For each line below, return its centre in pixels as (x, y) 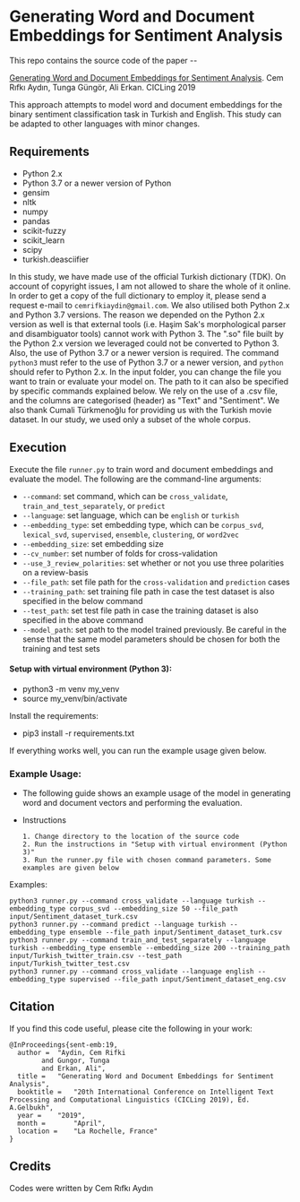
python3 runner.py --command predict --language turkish (118, 925)
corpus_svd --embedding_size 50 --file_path (154, 909)
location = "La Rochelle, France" (88, 1131)
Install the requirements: (54, 715)
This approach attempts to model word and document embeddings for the (146, 104)
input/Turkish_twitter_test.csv (69, 964)
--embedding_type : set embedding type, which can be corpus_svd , (143, 524)
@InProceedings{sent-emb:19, (64, 1045)
